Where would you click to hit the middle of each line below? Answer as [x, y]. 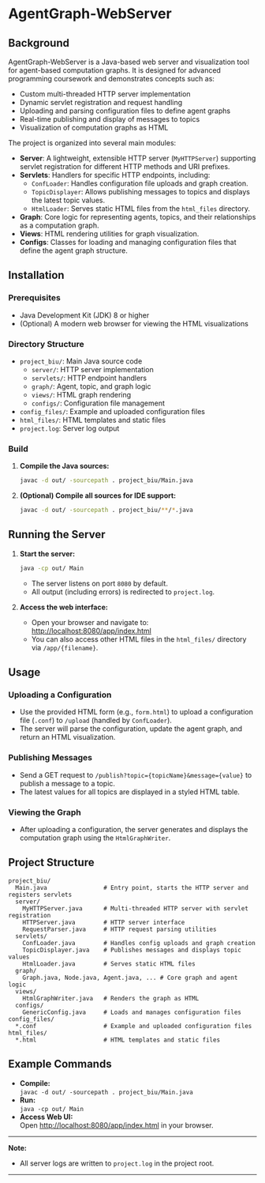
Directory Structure [46, 344]
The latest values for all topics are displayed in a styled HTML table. [130, 792]
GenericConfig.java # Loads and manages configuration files [132, 1012]
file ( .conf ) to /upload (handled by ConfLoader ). [95, 721]
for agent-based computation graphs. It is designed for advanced [114, 70]
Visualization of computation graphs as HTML [94, 128]
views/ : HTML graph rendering [81, 394]
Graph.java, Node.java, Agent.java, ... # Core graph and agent [130, 978]
